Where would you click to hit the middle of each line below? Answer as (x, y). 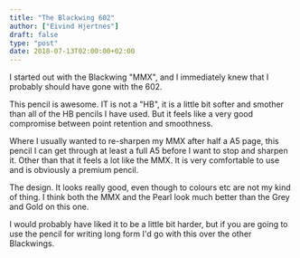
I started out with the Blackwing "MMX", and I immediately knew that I (139, 77)
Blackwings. (32, 244)
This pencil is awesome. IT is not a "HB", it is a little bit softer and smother (147, 104)
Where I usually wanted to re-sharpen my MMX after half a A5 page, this (144, 141)
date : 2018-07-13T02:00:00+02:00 (72, 52)
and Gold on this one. (49, 207)
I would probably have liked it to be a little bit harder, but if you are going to (149, 225)
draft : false (34, 34)
